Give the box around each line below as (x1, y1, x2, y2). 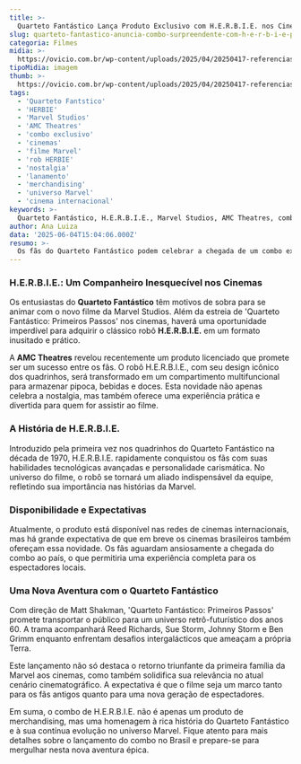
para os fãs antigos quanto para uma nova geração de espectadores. (9, 689, 264, 700)
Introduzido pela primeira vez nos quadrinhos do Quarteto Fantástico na (9, 443, 275, 453)
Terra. (9, 643, 31, 654)
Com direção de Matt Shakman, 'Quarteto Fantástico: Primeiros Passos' (9, 605, 274, 616)
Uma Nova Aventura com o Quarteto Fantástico (9, 584, 219, 597)
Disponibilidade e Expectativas (9, 504, 147, 516)
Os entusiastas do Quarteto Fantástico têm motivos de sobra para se (9, 297, 266, 308)
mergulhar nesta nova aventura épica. (9, 744, 150, 755)
